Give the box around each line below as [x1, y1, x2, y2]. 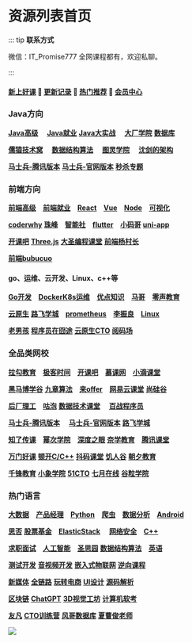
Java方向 [8, 109, 43, 120]
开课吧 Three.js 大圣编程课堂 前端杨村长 [8, 237, 140, 247]
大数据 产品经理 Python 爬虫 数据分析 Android [8, 509, 184, 519]
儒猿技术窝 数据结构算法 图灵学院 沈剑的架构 [8, 144, 174, 155]
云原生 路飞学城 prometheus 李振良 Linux [8, 309, 160, 319]
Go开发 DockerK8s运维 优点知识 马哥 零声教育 [8, 293, 180, 302]
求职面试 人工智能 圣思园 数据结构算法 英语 [8, 543, 163, 553]
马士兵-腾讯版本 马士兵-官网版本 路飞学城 [8, 418, 150, 427]
